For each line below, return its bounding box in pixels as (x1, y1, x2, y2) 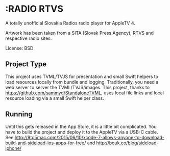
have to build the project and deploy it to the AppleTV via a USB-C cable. (5, 128, 158, 135)
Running (5, 110, 33, 119)
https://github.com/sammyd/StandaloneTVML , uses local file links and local (5, 90, 164, 96)
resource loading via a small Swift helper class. (5, 95, 104, 101)
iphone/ (5, 145, 22, 151)
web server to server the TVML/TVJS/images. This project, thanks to (5, 84, 150, 90)
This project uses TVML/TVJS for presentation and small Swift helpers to (5, 73, 158, 80)
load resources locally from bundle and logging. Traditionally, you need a (5, 79, 159, 85)
